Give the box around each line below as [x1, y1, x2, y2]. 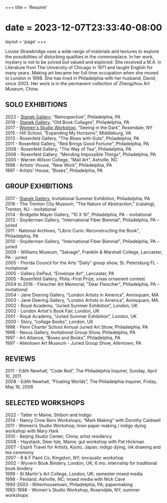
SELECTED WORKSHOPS [5, 398, 85, 407]
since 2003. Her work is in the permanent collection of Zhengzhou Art [5, 80, 150, 86]
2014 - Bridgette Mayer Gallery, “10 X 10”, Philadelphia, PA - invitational [5, 211, 152, 217]
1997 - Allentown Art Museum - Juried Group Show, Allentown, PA [5, 340, 142, 346]
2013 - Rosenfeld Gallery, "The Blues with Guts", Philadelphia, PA [5, 135, 139, 141]
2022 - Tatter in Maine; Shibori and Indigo [5, 412, 92, 418]
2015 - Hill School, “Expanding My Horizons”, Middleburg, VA [5, 130, 131, 136]
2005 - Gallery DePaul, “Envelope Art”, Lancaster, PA [5, 270, 114, 276]
